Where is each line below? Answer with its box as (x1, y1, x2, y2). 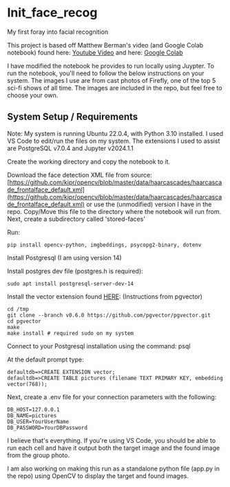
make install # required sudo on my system (7, 330, 134, 337)
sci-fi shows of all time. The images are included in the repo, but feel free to (7, 83, 222, 92)
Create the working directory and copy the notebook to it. (7, 157, 171, 166)
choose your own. (7, 91, 59, 99)
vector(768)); (7, 381, 48, 388)
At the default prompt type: (7, 355, 84, 364)
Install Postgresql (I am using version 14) (7, 253, 122, 261)
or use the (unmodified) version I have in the (85, 200, 212, 208)
